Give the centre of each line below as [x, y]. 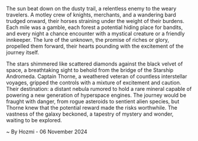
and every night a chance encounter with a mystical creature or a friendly [95, 34]
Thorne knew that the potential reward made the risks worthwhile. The [92, 108]
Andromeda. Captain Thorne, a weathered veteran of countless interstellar [97, 76]
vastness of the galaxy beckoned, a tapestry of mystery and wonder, [90, 114]
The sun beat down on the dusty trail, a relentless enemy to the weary [91, 9]
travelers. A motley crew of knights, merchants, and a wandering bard [91, 15]
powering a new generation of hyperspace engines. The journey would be [96, 95]
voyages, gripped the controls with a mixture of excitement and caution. [94, 83]
